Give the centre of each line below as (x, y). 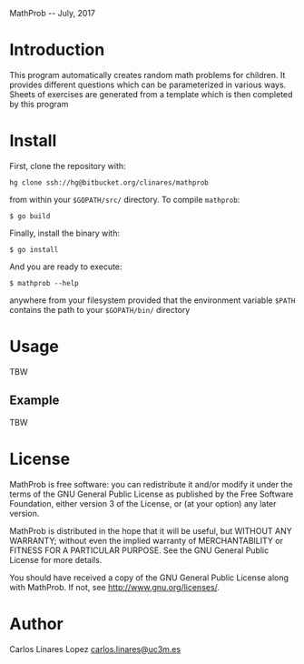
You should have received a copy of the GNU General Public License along (149, 578)
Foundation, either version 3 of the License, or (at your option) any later (143, 503)
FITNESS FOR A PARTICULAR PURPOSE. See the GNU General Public (139, 550)
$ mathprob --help (44, 283)
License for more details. (56, 559)
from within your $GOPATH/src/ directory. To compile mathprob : (125, 199)
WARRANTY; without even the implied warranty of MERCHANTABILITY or (147, 540)
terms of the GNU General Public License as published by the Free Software (152, 494)
